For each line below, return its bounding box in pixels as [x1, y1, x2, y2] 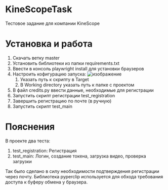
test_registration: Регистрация [12, 147, 77, 154]
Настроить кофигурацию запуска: [12, 71, 87, 77]
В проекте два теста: [5, 138, 51, 144]
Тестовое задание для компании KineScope [5, 20, 100, 26]
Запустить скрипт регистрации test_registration [12, 92, 115, 98]
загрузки [12, 158, 32, 164]
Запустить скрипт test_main [12, 103, 72, 109]
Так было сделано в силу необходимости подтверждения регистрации [5, 168, 159, 174]
